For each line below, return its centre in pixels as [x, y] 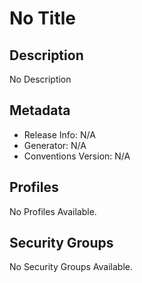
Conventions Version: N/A [77, 156]
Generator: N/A [55, 145]
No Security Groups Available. [71, 267]
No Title [43, 18]
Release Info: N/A [59, 134]
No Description [40, 79]
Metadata [40, 110]
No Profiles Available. [53, 211]
